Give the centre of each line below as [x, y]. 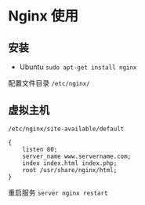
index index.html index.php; [70, 163]
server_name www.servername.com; [77, 156]
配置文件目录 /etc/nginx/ [49, 83]
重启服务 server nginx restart [58, 192]
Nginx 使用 [43, 16]
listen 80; [40, 149]
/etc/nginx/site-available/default [66, 129]
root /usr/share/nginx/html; [70, 170]
